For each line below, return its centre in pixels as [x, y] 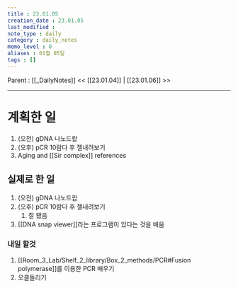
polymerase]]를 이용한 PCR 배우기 [66, 268]
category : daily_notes [42, 40]
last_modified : [31, 27]
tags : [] [22, 60]
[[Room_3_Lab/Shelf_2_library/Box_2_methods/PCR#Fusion [104, 260]
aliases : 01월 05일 [36, 54]
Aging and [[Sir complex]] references [72, 155]
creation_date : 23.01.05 [45, 21]
